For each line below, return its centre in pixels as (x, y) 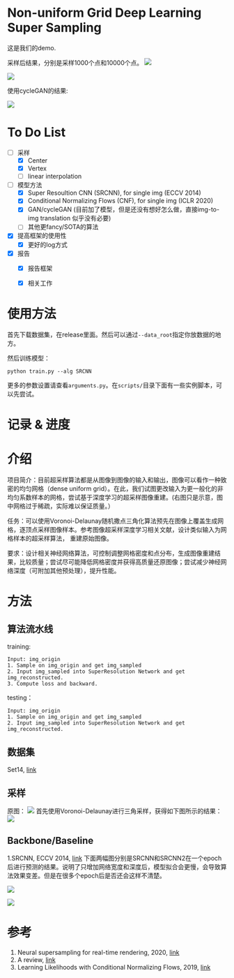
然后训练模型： (29, 358)
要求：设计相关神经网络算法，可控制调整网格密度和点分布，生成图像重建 (111, 553)
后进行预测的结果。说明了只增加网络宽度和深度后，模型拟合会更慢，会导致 (114, 867)
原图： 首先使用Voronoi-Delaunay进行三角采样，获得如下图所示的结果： (115, 811)
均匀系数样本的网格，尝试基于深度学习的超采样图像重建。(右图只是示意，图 (115, 497)
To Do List (37, 132)
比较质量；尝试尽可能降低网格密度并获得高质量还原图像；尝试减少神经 (120, 562)
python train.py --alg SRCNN (49, 371)
